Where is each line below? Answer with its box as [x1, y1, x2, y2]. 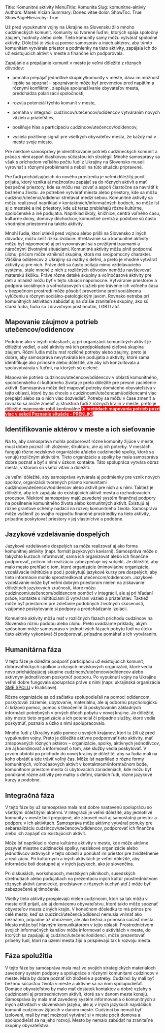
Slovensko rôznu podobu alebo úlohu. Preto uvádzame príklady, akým [5, 620, 147, 627]
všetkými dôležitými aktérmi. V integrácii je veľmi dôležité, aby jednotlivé [5, 809, 153, 815]
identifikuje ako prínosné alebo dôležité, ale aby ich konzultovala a [5, 359, 139, 365]
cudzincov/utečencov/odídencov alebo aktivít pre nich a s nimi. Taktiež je [5, 484, 154, 490]
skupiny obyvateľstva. [5, 1022, 50, 1028]
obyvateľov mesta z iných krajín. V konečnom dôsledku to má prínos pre [5, 906, 152, 912]
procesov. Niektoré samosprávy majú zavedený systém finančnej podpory [5, 495, 156, 501]
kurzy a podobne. [5, 777, 41, 783]
